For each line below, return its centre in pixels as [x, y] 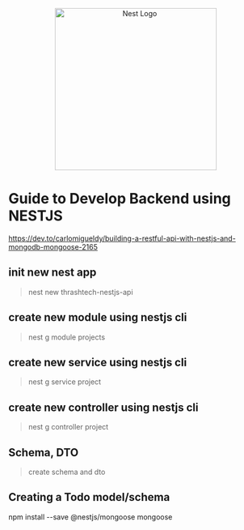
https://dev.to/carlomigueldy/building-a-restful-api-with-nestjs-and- [122, 238]
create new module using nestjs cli [98, 317]
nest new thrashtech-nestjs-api [80, 292]
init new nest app [53, 273]
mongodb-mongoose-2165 [53, 246]
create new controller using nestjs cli [103, 407]
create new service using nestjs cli [98, 362]
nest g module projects [67, 337]
